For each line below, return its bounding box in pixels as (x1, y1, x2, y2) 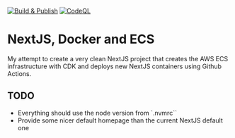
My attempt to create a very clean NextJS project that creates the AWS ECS (7, 54, 229, 63)
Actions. (7, 69, 32, 77)
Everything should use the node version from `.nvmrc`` (17, 108, 177, 117)
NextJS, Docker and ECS (7, 32, 155, 47)
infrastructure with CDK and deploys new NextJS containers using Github (7, 62, 222, 70)
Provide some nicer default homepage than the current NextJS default (17, 116, 223, 125)
